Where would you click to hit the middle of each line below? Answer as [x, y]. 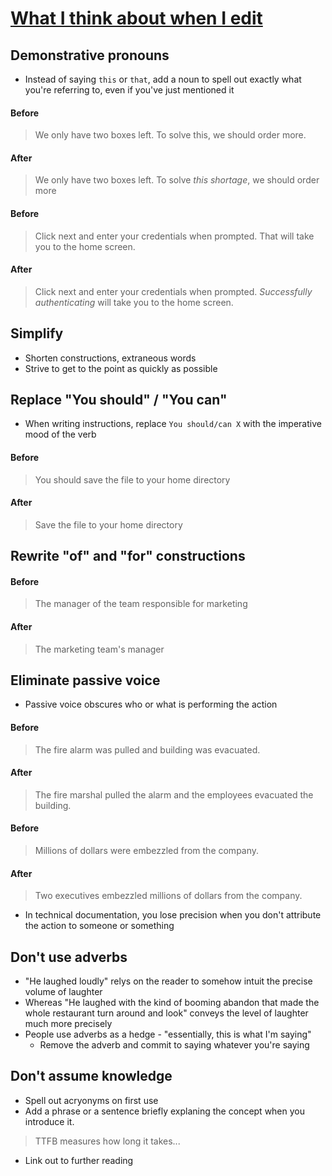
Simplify [37, 333]
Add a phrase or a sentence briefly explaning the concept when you [165, 1111]
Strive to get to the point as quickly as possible [121, 368]
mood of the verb [60, 434]
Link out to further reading [79, 1160]
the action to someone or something [99, 926]
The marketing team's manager [99, 649]
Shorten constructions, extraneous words [110, 358]
